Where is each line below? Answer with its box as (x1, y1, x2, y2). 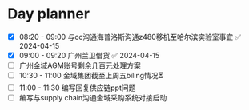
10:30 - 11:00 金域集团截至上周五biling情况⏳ (18, 71, 163, 81)
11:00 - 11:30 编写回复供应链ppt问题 (18, 83, 136, 92)
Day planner (7, 5, 90, 23)
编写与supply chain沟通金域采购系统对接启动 (18, 93, 167, 103)
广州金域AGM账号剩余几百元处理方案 (18, 61, 142, 70)
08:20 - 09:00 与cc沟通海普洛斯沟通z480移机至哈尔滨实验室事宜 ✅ (18, 32, 242, 41)
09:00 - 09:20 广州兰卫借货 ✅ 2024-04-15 (18, 51, 160, 60)
